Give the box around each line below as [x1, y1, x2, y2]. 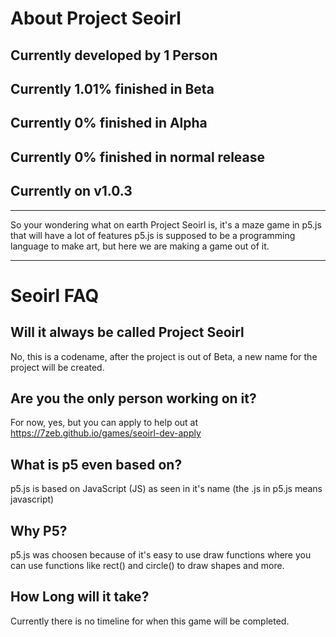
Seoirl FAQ [10, 284, 100, 307]
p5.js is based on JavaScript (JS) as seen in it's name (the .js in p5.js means [10, 483, 323, 495]
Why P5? [10, 522, 68, 539]
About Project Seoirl [10, 7, 182, 30]
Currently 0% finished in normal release [10, 148, 266, 166]
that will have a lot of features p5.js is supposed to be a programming [10, 229, 296, 241]
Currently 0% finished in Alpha [10, 115, 208, 132]
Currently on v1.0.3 [10, 183, 133, 200]
